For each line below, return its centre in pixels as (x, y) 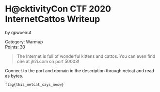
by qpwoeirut (18, 32)
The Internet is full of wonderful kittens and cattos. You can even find (86, 56)
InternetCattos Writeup (53, 19)
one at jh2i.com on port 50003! (48, 61)
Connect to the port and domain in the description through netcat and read (80, 70)
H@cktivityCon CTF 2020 (58, 9)
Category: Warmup (24, 41)
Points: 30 (15, 47)
